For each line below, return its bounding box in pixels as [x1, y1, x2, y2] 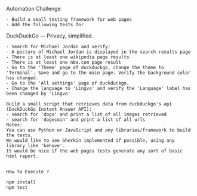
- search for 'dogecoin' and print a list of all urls [6, 117, 146, 123]
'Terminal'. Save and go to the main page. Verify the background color [6, 70, 191, 76]
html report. [6, 153, 39, 159]
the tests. [6, 132, 33, 138]
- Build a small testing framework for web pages [6, 17, 133, 23]
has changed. [6, 75, 39, 81]
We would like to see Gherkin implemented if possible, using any [6, 138, 175, 144]
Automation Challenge [6, 5, 61, 12]
